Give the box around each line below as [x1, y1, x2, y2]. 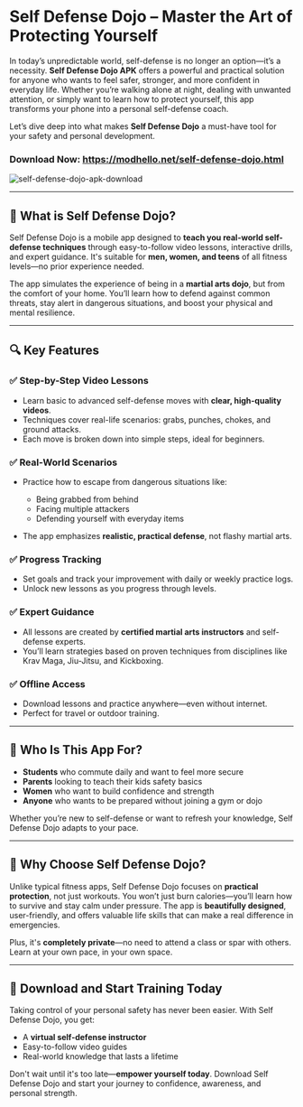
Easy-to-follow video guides [22, 1041, 128, 1053]
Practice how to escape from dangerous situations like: [22, 477, 227, 488]
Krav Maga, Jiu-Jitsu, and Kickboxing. [22, 655, 164, 665]
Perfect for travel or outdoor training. [22, 707, 160, 719]
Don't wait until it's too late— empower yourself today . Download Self [9, 1068, 269, 1080]
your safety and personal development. [9, 130, 156, 141]
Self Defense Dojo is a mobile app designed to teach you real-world [9, 232, 264, 243]
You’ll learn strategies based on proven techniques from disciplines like [22, 646, 288, 656]
